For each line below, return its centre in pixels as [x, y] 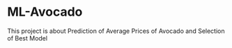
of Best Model [27, 38]
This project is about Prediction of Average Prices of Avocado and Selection [116, 31]
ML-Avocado [45, 12]
